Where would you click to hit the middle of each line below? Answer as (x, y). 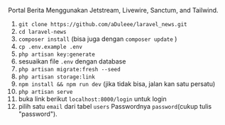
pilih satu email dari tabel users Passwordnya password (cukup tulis (115, 106)
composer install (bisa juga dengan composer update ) (98, 39)
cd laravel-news (42, 32)
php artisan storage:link (56, 77)
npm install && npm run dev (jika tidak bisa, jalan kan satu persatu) (117, 84)
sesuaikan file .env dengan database (72, 61)
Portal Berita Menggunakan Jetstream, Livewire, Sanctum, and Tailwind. (113, 10)
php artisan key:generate (56, 54)
